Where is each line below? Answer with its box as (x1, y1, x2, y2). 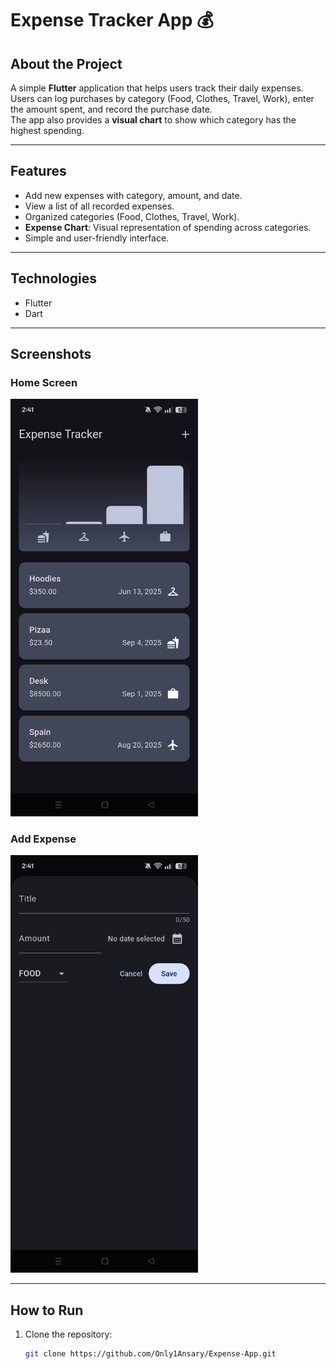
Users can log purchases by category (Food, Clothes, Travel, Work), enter (10, 93, 315, 104)
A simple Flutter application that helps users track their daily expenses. (10, 82, 304, 94)
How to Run (10, 1302, 84, 1319)
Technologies (10, 270, 98, 287)
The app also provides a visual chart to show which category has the (10, 114, 297, 126)
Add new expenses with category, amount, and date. (24, 189, 243, 201)
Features (10, 163, 67, 180)
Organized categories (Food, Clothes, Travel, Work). (24, 210, 240, 222)
